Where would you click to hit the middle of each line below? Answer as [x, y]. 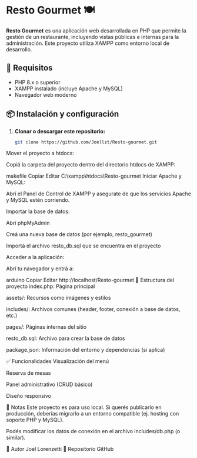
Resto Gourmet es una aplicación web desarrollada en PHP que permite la [96, 30]
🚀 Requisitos [29, 68]
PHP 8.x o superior [37, 82]
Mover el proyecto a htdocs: [40, 153]
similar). [16, 438]
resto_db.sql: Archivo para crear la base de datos [66, 338]
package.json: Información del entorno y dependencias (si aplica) [86, 350]
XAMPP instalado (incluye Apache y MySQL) [69, 89]
